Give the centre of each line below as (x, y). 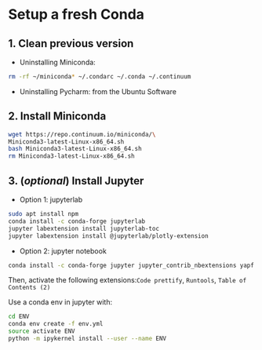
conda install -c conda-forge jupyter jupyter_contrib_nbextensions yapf (131, 265)
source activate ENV (42, 331)
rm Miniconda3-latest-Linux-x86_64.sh (71, 156)
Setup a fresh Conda (76, 15)
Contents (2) (29, 288)
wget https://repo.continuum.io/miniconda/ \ (82, 134)
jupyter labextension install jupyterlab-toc (84, 228)
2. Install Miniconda (57, 117)
